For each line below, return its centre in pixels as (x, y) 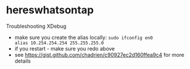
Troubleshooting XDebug (36, 26)
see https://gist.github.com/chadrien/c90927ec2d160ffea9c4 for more (99, 55)
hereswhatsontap (50, 10)
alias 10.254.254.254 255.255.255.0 (59, 43)
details (23, 61)
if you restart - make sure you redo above (65, 48)
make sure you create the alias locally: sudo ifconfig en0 (84, 37)
